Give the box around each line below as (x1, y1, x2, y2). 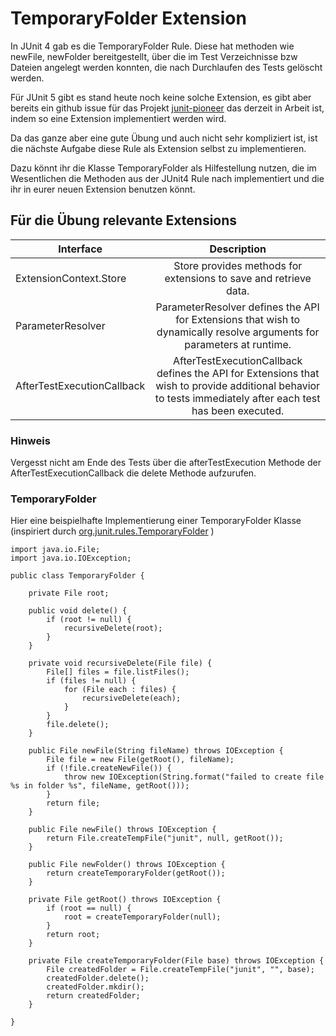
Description (209, 242, 267, 256)
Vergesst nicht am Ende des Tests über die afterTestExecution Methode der (10, 457, 322, 469)
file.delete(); (46, 720, 110, 730)
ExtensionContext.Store (15, 271, 127, 285)
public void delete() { (28, 606, 128, 616)
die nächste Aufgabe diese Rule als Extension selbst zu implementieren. (10, 142, 307, 154)
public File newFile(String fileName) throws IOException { (28, 746, 284, 756)
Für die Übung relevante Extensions (10, 212, 238, 229)
